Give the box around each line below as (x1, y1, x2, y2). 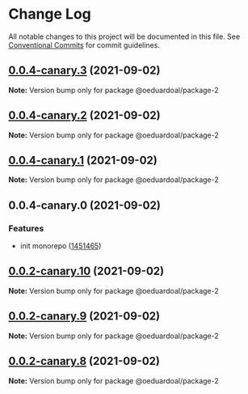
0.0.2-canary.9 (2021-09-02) (8, 309, 160, 324)
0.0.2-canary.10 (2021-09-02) (8, 265, 164, 278)
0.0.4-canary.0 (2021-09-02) (8, 198, 162, 212)
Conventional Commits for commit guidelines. (8, 40, 160, 49)
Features (8, 222, 44, 234)
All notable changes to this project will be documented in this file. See (8, 32, 241, 41)
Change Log (8, 5, 91, 23)
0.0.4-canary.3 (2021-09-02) (8, 64, 161, 78)
